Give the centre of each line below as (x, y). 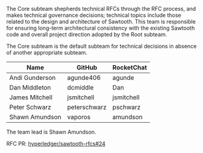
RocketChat (130, 67)
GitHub (87, 67)
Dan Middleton (30, 87)
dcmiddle (80, 87)
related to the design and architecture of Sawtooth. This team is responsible (101, 21)
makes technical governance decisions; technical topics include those (94, 15)
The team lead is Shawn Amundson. (51, 132)
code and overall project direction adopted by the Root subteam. (87, 34)
